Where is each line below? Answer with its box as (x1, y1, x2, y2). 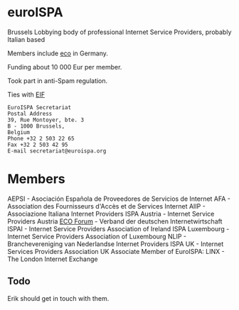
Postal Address (7, 110, 53, 117)
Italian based (7, 35, 46, 43)
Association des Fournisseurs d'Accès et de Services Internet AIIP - (7, 201, 206, 210)
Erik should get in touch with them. (7, 294, 110, 302)
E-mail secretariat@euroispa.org (7, 147, 107, 155)
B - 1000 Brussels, (7, 122, 65, 130)
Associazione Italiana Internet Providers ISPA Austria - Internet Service (7, 209, 215, 218)
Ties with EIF (7, 90, 46, 99)
